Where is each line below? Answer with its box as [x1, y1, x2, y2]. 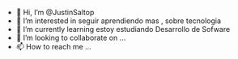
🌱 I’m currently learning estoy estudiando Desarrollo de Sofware [15, 25, 231, 33]
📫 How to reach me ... [15, 42, 91, 51]
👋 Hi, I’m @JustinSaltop [15, 8, 95, 17]
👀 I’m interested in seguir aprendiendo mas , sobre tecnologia [15, 16, 221, 26]
